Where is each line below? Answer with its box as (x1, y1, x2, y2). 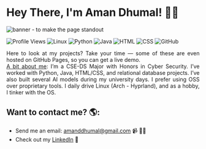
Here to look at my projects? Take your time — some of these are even (6, 49, 200, 57)
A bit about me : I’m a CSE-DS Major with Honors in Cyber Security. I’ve (6, 63, 200, 70)
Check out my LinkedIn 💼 (15, 136, 78, 143)
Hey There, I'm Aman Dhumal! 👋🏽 (6, 6, 179, 20)
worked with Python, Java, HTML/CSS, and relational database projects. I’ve (6, 69, 200, 76)
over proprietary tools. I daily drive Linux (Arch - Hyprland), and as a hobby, (6, 82, 200, 90)
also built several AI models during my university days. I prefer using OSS (6, 75, 200, 83)
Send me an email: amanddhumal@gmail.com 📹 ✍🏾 (15, 127, 147, 134)
